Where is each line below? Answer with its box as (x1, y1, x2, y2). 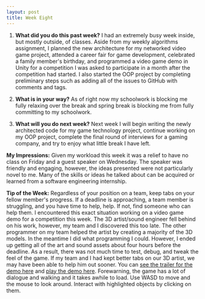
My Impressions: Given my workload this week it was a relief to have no (6, 151, 188, 159)
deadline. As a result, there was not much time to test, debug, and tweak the (6, 248, 199, 255)
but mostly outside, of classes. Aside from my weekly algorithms (15, 38, 179, 45)
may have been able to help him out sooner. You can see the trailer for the (6, 260, 193, 268)
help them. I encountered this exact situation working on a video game (6, 209, 184, 216)
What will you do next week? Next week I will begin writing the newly (15, 120, 192, 127)
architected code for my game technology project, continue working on (15, 127, 195, 134)
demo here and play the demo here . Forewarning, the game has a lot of (6, 267, 186, 275)
